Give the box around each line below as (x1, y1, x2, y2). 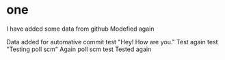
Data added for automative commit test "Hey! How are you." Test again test (6, 37, 218, 46)
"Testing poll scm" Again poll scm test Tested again (6, 45, 152, 53)
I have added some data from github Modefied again (6, 25, 155, 33)
